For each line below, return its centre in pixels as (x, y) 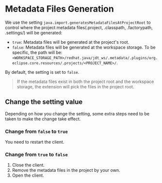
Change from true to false (36, 154)
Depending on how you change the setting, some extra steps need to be (77, 114)
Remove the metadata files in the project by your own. (66, 170)
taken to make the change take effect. (43, 119)
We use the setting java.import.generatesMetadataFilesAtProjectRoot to (78, 22)
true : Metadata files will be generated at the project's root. (71, 42)
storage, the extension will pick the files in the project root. (75, 86)
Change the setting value (44, 102)
